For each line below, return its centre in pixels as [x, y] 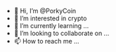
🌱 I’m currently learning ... [51, 26]
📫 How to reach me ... [46, 41]
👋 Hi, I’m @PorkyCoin [45, 11]
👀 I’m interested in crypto [50, 18]
